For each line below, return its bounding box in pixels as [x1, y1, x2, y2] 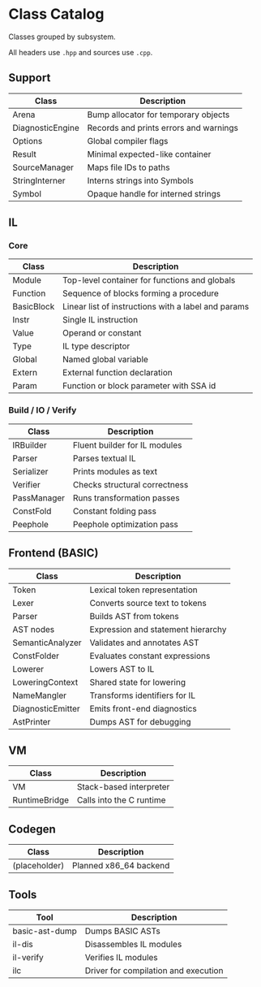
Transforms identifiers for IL [89, 690, 196, 701]
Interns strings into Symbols [87, 175, 195, 186]
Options [12, 135, 43, 146]
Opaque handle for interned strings [87, 188, 221, 199]
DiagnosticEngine [12, 122, 79, 133]
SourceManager [12, 162, 75, 173]
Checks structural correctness [72, 478, 189, 490]
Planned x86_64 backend [71, 860, 170, 872]
